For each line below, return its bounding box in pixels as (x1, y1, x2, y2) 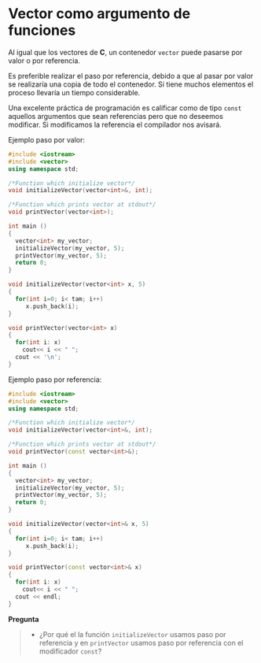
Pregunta (8, 614, 39, 624)
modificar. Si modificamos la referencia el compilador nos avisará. (8, 120, 222, 129)
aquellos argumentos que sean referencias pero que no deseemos (8, 111, 224, 120)
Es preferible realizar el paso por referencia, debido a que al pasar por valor (8, 71, 254, 80)
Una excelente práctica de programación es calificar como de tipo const (8, 103, 242, 113)
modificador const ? (39, 646, 102, 656)
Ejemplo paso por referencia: (8, 375, 102, 384)
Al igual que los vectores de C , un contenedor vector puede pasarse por (8, 47, 243, 57)
